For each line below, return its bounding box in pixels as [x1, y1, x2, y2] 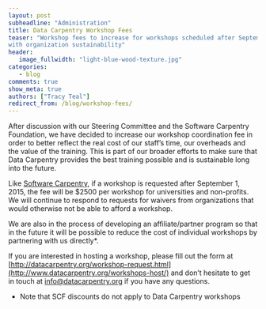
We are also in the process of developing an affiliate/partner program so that [8, 219, 258, 229]
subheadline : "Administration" [8, 19, 112, 27]
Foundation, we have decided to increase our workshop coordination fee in [8, 130, 253, 139]
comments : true [8, 77, 59, 85]
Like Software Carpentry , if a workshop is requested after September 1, [8, 179, 240, 188]
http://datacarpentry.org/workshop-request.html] [10, 260, 172, 269]
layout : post [8, 11, 51, 20]
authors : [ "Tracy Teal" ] [8, 92, 90, 100]
